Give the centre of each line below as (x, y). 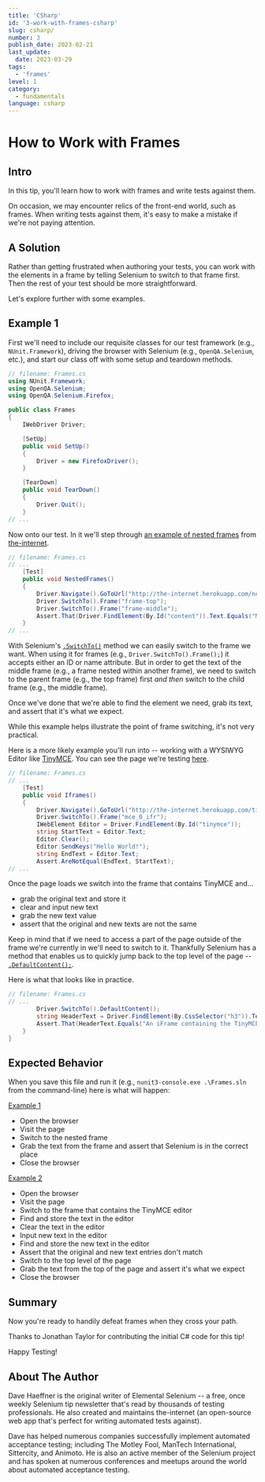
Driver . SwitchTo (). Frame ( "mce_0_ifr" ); (102, 817)
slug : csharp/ (32, 30)
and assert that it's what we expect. (66, 711)
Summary (33, 1302)
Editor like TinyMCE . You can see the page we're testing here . (108, 759)
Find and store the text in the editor (77, 1219)
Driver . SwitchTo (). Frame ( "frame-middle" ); (107, 609)
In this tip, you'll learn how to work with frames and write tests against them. (132, 191)
